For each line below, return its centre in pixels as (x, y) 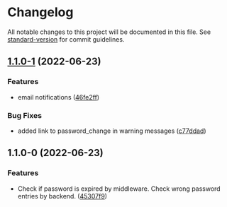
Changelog (40, 12)
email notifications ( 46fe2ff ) (59, 97)
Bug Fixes (25, 115)
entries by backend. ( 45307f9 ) (62, 196)
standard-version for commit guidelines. (66, 39)
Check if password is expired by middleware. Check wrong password (119, 189)
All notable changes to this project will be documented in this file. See (109, 32)
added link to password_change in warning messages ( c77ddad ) (112, 131)
